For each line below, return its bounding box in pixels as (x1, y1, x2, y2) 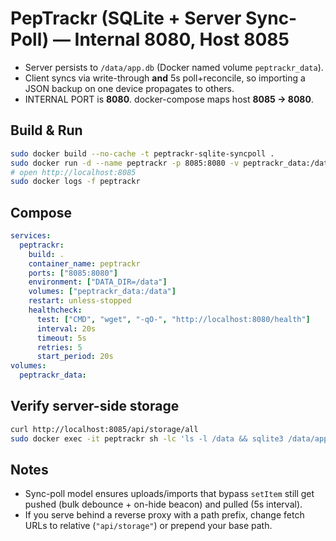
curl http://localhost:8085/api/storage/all (10, 424, 199, 434)
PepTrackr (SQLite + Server (10, 7, 242, 30)
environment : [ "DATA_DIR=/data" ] (28, 277, 168, 287)
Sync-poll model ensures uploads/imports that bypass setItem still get (24, 488, 315, 500)
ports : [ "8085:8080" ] (28, 268, 118, 278)
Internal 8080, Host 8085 (74, 28, 290, 51)
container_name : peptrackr (28, 258, 141, 269)
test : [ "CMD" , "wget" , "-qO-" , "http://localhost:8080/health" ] (36, 314, 311, 324)
